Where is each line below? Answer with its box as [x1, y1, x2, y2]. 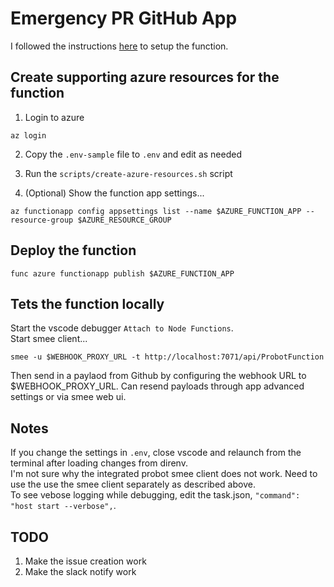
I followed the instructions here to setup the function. [10, 40, 229, 52]
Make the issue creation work [24, 555, 147, 567]
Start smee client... [10, 333, 88, 345]
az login [10, 130, 47, 141]
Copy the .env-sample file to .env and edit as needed [24, 148, 242, 160]
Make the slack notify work [24, 566, 137, 577]
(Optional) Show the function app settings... [24, 187, 205, 199]
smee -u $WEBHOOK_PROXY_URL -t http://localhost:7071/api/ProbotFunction [10, 352, 325, 362]
